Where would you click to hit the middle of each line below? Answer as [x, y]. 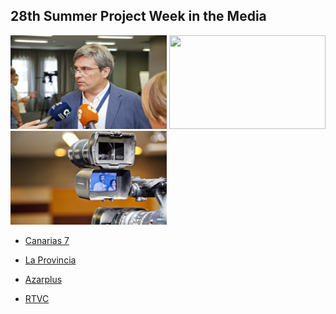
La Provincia [50, 260]
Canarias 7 [47, 240]
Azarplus [43, 279]
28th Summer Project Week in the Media [138, 16]
